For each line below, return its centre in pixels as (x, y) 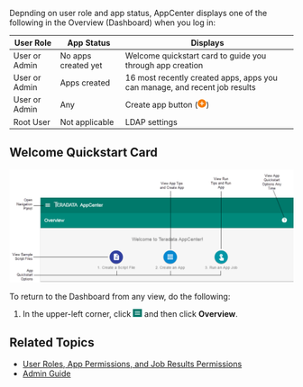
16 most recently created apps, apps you (201, 77)
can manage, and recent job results (190, 87)
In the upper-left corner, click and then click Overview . (130, 314)
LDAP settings (151, 121)
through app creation (164, 65)
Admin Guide (46, 373)
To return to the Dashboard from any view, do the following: (120, 297)
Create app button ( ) (167, 105)
